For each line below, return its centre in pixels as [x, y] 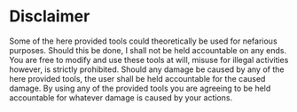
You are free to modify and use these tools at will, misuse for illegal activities [149, 60]
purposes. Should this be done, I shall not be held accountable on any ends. [148, 50]
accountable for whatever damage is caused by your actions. [121, 97]
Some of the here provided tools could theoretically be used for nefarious [143, 41]
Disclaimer [50, 16]
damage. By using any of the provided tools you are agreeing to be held [140, 88]
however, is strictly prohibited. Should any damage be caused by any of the [147, 69]
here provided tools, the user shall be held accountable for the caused [137, 78]
